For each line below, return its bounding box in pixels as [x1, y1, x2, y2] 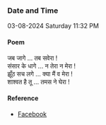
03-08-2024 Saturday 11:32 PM [7, 22, 99, 30]
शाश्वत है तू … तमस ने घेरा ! [7, 77, 71, 86]
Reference [7, 94, 39, 102]
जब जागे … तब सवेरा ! [7, 54, 58, 62]
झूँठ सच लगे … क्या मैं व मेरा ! [7, 69, 73, 78]
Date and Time [7, 6, 59, 16]
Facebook [17, 109, 47, 118]
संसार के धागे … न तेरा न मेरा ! [7, 61, 76, 70]
